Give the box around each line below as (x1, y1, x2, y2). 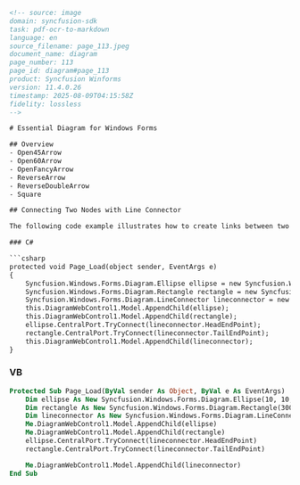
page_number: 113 (9, 58, 74, 67)
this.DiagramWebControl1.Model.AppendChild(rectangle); (25, 312, 238, 321)
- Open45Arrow (9, 148, 62, 158)
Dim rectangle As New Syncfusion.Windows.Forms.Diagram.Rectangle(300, (25, 403, 297, 412)
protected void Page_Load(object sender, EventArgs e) (9, 262, 218, 271)
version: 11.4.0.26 (9, 83, 82, 92)
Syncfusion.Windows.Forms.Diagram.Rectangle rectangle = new (25, 287, 257, 296)
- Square (9, 190, 42, 199)
